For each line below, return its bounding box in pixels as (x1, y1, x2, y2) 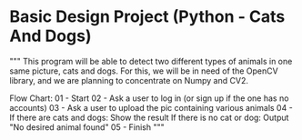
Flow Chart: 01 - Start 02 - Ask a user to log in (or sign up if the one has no (9, 93, 289, 104)
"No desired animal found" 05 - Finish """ (9, 121, 166, 133)
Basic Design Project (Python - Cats (9, 6, 286, 27)
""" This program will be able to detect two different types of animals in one (9, 55, 293, 66)
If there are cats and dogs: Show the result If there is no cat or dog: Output (9, 112, 289, 123)
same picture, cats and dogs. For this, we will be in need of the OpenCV (9, 65, 279, 76)
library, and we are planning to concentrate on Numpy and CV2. (9, 75, 248, 85)
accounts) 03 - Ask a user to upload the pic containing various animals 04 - (9, 102, 293, 113)
